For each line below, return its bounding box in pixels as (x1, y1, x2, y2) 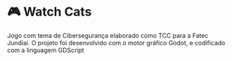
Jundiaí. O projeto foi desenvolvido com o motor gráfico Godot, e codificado (7, 38, 226, 47)
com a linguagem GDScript (7, 46, 85, 54)
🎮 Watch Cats (7, 4, 92, 20)
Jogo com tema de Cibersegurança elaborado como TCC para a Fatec (7, 31, 208, 40)
